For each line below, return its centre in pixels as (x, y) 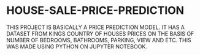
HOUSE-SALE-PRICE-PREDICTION (95, 11)
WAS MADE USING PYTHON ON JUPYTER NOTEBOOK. (77, 47)
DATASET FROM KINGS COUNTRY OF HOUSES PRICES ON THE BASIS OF (100, 33)
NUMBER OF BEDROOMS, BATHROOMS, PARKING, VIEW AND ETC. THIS (99, 40)
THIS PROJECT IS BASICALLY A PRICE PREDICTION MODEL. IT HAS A (96, 27)
